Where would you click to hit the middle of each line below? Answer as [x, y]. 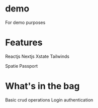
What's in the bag [43, 86]
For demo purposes [25, 22]
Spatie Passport [22, 66]
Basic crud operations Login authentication [49, 100]
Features [24, 43]
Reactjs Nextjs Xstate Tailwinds [37, 56]
